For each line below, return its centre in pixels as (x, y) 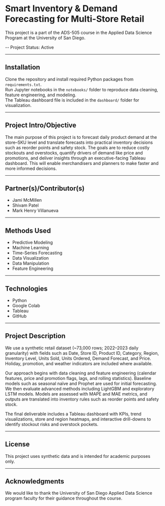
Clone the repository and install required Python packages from (69, 79)
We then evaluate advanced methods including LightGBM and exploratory (80, 389)
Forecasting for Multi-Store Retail (75, 19)
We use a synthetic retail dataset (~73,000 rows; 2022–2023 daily (72, 348)
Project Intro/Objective (41, 125)
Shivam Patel (26, 205)
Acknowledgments (35, 481)
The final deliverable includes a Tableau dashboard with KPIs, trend (73, 414)
